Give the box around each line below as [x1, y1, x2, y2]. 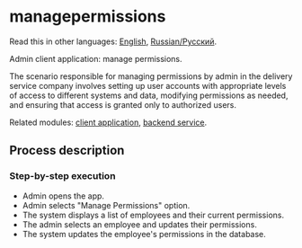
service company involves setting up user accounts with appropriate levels [9, 80, 287, 91]
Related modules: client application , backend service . [9, 117, 208, 128]
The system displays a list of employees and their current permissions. [22, 209, 285, 220]
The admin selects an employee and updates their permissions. [22, 218, 258, 230]
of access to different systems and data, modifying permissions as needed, [9, 90, 289, 101]
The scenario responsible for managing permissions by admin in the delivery [9, 70, 293, 82]
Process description [9, 143, 125, 158]
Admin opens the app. [22, 190, 105, 201]
